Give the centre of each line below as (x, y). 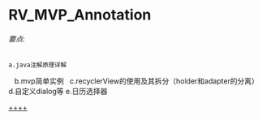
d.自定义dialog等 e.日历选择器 (58, 92)
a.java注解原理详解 (38, 65)
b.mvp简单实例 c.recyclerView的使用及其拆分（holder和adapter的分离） (137, 81)
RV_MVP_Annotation (80, 15)
